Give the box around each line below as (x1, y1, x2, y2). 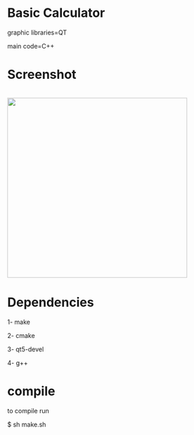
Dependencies (7, 294, 94, 310)
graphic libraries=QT (7, 28, 67, 37)
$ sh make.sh (7, 420, 46, 429)
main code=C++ (7, 42, 55, 50)
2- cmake (7, 331, 35, 339)
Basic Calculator (7, 5, 105, 21)
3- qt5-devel (7, 345, 44, 353)
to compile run (7, 406, 49, 415)
